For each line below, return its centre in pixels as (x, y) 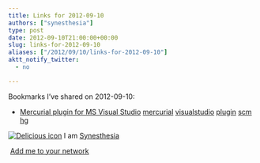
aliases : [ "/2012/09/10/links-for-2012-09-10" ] (88, 52)
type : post (26, 30)
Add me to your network (49, 150)
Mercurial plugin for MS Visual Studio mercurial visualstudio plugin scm (136, 112)
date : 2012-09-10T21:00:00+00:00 (63, 38)
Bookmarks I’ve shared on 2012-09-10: (72, 97)
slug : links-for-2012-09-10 (55, 45)
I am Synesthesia (92, 135)
